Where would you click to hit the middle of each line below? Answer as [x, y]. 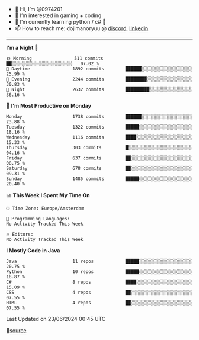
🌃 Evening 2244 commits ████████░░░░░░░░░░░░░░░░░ [99, 79]
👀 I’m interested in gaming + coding [58, 15]
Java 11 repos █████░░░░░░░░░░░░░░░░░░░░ [99, 261]
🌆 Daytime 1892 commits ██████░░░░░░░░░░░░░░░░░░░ [99, 69]
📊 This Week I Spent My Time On [48, 195]
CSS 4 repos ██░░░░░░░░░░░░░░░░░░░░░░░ [99, 293]
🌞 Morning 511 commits [55, 59]
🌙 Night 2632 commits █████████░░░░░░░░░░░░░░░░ [99, 89]
